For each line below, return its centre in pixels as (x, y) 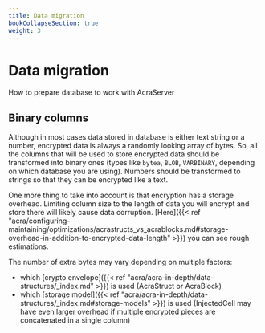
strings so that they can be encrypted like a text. (88, 180)
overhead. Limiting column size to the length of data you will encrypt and (129, 204)
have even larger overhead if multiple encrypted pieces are (118, 312)
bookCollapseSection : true (53, 23)
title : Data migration (46, 16)
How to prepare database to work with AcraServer (92, 92)
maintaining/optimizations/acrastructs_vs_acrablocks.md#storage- (118, 229)
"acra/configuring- (39, 221)
